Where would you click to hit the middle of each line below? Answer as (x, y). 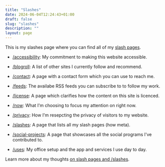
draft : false (19, 19)
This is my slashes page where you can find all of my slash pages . (73, 47)
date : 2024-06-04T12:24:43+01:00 (40, 14)
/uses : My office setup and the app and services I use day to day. (80, 149)
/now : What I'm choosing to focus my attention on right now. (74, 105)
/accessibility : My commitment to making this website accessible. (80, 57)
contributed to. (28, 140)
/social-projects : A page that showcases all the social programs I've (82, 134)
